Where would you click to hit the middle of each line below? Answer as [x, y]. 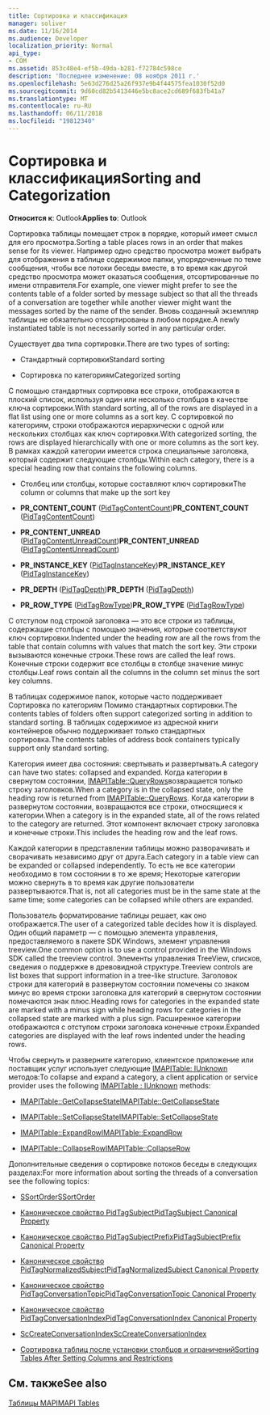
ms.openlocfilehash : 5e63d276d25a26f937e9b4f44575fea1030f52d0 [117, 83]
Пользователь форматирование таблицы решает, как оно [108, 915]
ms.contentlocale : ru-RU [50, 106]
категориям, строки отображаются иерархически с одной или [116, 424]
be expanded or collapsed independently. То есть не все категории [122, 865]
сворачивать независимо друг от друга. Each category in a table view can [134, 856]
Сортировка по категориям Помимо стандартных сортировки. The [123, 705]
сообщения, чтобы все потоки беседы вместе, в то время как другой [128, 268]
